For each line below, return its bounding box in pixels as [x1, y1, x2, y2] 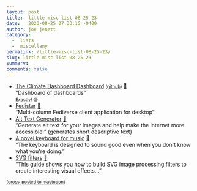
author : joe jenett [6, 26, 56, 32]
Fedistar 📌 [15, 102, 41, 110]
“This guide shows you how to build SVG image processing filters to [15, 160, 187, 168]
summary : [6, 60, 29, 66]
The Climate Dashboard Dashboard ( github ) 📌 [15, 83, 127, 90]
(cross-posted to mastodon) [6, 179, 65, 185]
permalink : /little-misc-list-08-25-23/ [6, 49, 111, 55]
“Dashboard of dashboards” [15, 89, 86, 97]
